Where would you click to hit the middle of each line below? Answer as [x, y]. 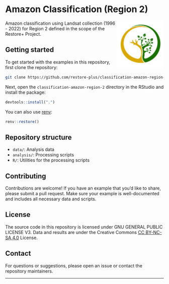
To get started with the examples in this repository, [58, 62]
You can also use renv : [29, 111]
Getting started [30, 50]
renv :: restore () [22, 122]
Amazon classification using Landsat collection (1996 [60, 23]
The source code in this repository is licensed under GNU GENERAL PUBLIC [84, 227]
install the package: [26, 92]
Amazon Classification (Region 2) [77, 9]
